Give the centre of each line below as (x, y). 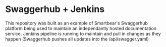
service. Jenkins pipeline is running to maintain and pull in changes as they (83, 33)
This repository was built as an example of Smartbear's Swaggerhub (76, 23)
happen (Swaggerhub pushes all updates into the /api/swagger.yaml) (77, 39)
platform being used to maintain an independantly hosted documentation (81, 28)
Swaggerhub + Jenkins (55, 9)
